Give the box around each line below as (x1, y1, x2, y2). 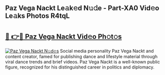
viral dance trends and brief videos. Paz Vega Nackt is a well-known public (5, 59, 160, 65)
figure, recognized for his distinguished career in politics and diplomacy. (5, 64, 154, 70)
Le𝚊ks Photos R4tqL (5, 12, 70, 20)
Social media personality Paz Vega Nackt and (60, 48, 154, 54)
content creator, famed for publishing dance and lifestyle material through (5, 54, 158, 59)
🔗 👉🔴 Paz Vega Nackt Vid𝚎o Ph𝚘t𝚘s (5, 32, 122, 41)
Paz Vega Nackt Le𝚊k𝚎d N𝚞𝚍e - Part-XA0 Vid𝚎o (5, 4, 159, 12)
